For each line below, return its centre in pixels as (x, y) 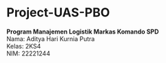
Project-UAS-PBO (58, 13)
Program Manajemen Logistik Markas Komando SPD (83, 32)
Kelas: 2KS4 (24, 46)
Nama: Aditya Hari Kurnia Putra (51, 38)
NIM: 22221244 (29, 53)
